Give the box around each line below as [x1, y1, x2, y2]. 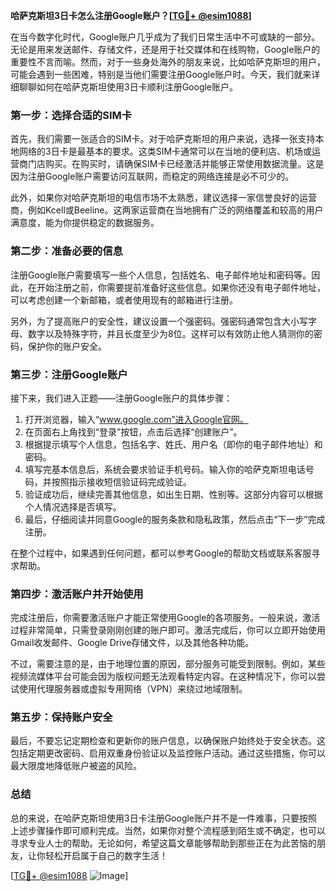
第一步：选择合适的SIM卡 [10, 108, 133, 122]
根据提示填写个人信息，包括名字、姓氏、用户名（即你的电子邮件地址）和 [24, 438, 323, 450]
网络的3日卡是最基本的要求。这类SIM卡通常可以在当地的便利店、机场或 [18, 145, 313, 158]
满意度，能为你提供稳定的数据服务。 [10, 217, 160, 229]
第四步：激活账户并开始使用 [10, 587, 144, 601]
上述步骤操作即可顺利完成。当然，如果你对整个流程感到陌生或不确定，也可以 [10, 824, 326, 836]
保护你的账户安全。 [27, 340, 107, 352]
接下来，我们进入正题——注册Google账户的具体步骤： [10, 392, 233, 404]
